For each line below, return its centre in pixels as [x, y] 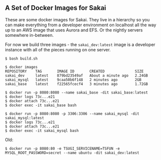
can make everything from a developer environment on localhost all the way [80, 25]
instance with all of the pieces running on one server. [58, 49]
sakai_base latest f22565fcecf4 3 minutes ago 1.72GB [77, 84]
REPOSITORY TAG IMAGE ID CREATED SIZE [74, 71]
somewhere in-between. [29, 35]
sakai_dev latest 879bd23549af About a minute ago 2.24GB [77, 75]
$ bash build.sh [21, 58]
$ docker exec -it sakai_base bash [41, 105]
